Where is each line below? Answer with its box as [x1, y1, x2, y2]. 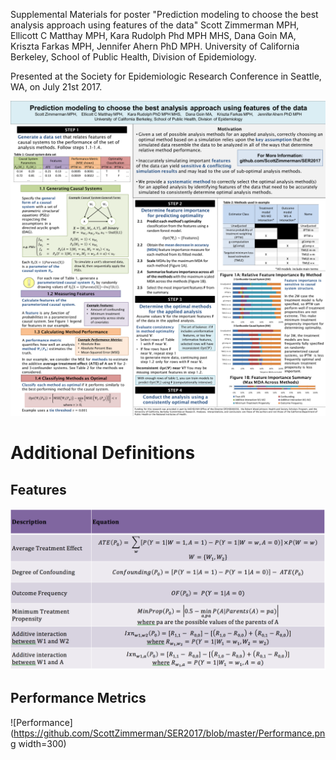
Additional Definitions [10, 442, 196, 464]
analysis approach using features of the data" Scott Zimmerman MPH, [10, 19, 300, 31]
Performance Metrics [10, 690, 147, 707]
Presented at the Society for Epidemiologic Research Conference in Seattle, [10, 70, 322, 82]
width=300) [18, 737, 67, 749]
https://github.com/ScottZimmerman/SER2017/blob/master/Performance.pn [13, 727, 326, 739]
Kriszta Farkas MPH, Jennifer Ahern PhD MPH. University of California [10, 40, 300, 52]
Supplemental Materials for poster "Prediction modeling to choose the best [10, 9, 319, 20]
